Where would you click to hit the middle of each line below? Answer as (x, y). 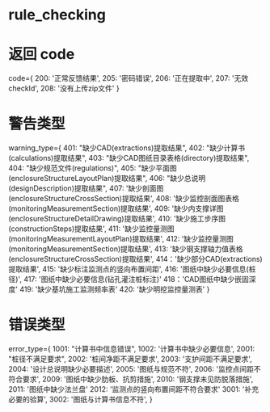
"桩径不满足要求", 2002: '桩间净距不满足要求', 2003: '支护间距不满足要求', (130, 359)
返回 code (42, 55)
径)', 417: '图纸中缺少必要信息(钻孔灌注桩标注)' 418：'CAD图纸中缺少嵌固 (129, 280)
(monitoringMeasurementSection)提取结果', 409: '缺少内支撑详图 (116, 208)
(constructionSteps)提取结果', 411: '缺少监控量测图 (91, 229)
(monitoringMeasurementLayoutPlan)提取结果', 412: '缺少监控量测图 (121, 239)
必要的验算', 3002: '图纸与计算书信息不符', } (81, 399)
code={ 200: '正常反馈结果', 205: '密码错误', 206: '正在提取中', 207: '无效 (129, 78)
